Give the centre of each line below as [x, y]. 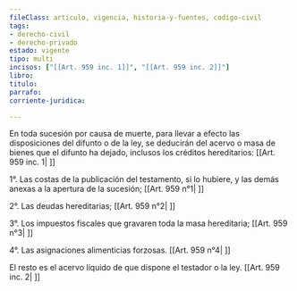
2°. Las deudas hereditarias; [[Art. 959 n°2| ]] [93, 206]
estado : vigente [39, 51]
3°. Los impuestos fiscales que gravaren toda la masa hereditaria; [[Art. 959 [148, 223]
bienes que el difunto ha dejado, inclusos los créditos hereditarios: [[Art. [142, 153]
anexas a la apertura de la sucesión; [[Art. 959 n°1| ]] [106, 189]
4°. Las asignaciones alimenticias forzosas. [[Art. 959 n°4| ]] [120, 250]
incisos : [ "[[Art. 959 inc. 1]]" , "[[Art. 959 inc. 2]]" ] [119, 68]
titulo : [24, 84]
